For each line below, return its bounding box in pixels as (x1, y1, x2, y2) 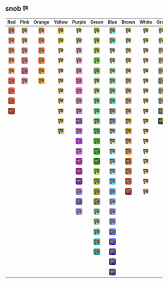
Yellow (53, 19, 68, 25)
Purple (72, 19, 86, 25)
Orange (33, 19, 50, 25)
